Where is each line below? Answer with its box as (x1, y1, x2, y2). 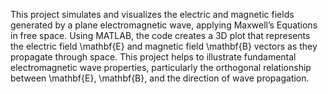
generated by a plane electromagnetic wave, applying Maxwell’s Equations (10, 19, 318, 31)
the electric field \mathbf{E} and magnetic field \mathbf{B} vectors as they (10, 40, 318, 52)
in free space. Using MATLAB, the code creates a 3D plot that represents (10, 30, 311, 41)
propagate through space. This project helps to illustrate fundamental (10, 51, 297, 63)
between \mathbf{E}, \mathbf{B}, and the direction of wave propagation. (10, 72, 310, 84)
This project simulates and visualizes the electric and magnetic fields (10, 9, 295, 20)
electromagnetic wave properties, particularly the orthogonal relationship (10, 62, 312, 73)
